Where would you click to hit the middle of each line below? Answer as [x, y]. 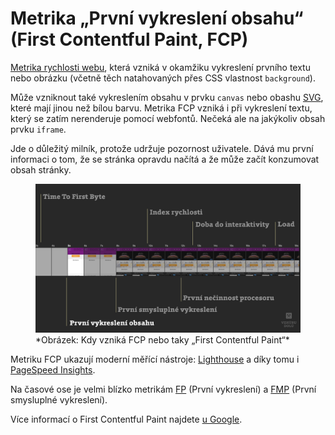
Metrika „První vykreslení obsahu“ [157, 18]
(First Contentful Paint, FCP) [129, 39]
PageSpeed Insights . [53, 370]
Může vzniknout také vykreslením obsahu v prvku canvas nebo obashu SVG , [167, 97]
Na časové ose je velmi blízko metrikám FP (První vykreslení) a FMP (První [163, 389]
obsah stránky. [41, 169]
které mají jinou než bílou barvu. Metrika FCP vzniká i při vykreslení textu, [161, 108]
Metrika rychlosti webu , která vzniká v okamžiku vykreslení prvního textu [160, 67]
